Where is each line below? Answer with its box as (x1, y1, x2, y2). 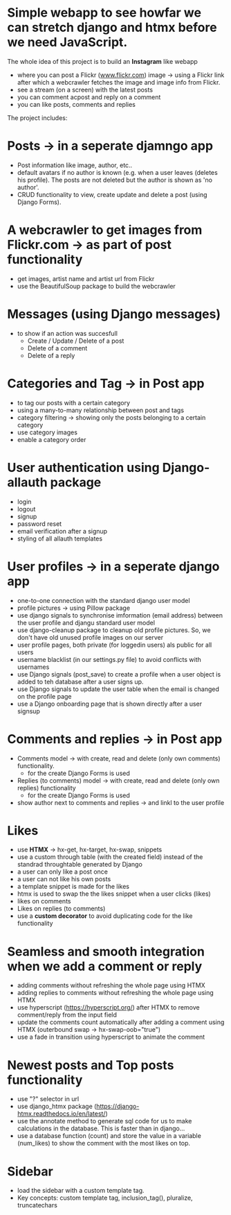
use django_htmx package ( (17, 1102, 97, 1111)
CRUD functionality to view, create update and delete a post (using (17, 190, 207, 198)
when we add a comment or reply (7, 958, 203, 974)
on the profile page (17, 692, 72, 700)
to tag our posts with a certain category (17, 398, 130, 407)
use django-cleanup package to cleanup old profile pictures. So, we (17, 626, 211, 634)
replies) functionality (17, 783, 76, 792)
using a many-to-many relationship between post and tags (17, 406, 185, 414)
